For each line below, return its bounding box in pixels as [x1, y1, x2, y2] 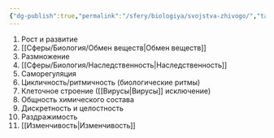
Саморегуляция [20, 68, 76, 78]
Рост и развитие [20, 34, 78, 44]
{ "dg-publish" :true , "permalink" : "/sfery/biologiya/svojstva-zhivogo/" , [9, 11, 257, 20]
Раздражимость [20, 111, 78, 122]
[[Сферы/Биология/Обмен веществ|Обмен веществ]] [20, 42, 207, 53]
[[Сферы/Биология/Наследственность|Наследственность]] [20, 60, 228, 70]
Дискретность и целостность [20, 103, 124, 113]
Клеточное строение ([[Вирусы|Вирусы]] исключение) [20, 86, 211, 96]
